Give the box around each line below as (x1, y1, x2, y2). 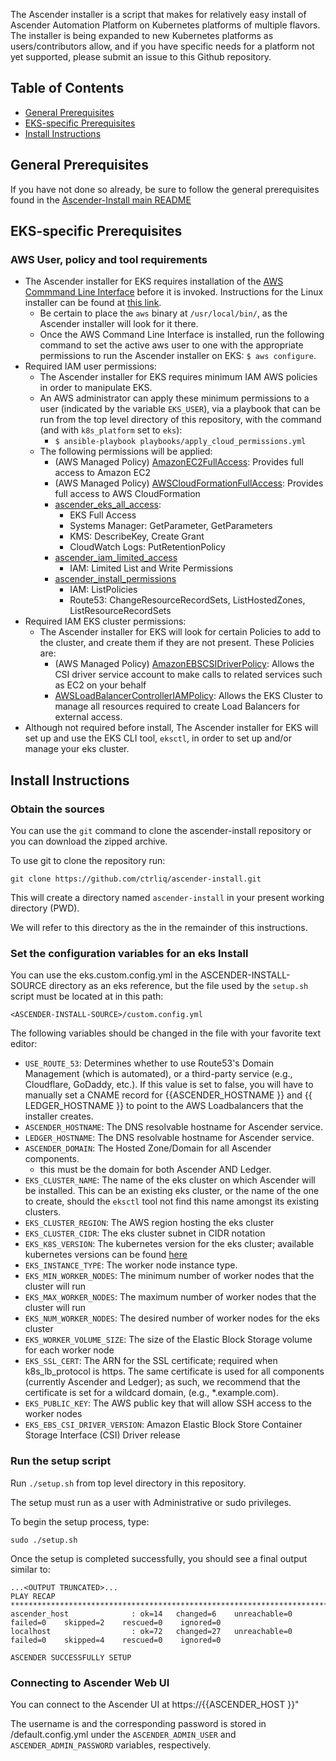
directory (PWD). (10, 902, 80, 914)
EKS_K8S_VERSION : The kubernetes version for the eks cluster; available (24, 1238, 315, 1250)
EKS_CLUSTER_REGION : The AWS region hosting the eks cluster (24, 1217, 275, 1229)
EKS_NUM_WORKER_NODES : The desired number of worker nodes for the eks (24, 1312, 320, 1324)
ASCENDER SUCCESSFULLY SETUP (10, 1652, 132, 1663)
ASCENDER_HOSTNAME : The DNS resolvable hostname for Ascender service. (24, 1121, 324, 1133)
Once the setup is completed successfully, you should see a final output (10, 1552, 308, 1564)
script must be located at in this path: (10, 990, 164, 1003)
